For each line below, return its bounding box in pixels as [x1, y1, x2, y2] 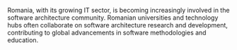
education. [7, 36, 39, 44]
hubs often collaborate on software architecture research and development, [7, 21, 229, 29]
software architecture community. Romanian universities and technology [7, 13, 219, 22]
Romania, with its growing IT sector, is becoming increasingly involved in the [7, 6, 230, 14]
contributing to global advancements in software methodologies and [7, 28, 207, 37]
